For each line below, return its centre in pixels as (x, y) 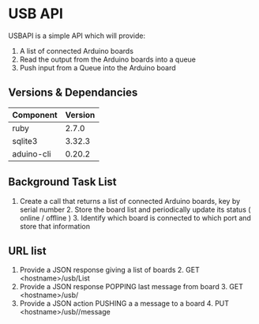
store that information (55, 226)
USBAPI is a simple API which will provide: (77, 36)
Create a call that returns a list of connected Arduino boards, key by (130, 201)
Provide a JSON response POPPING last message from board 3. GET (131, 287)
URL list (27, 251)
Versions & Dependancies (73, 93)
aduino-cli (32, 153)
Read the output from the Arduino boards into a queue (107, 59)
